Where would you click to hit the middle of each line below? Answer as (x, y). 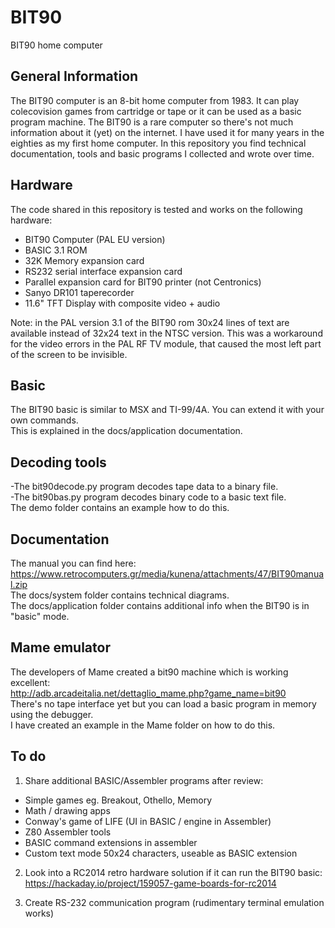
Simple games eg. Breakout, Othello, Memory (118, 800)
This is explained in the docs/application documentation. (126, 431)
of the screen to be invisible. (69, 354)
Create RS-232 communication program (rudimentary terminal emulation (174, 902)
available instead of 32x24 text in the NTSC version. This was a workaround (166, 333)
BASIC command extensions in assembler (111, 842)
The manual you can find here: (73, 563)
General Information (74, 76)
